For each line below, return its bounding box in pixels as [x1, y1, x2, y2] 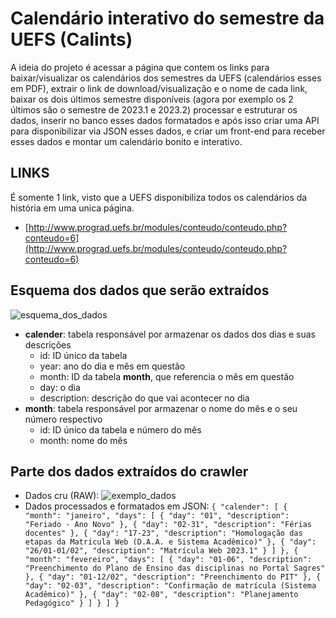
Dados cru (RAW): [24, 490, 100, 502]
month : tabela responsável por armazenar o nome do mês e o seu [24, 402, 298, 414]
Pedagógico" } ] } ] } [24, 598, 120, 609]
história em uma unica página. [10, 202, 135, 214]
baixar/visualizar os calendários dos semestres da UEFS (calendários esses [10, 72, 322, 84]
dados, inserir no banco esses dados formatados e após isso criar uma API [10, 114, 320, 126]
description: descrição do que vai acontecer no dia [39, 392, 250, 404]
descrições [24, 338, 72, 351]
